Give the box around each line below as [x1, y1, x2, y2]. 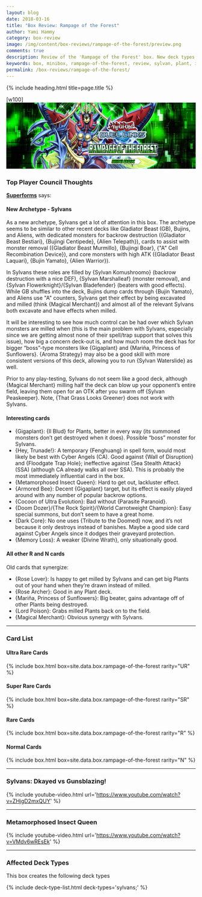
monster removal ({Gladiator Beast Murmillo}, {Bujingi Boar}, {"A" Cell [6, 244, 179, 252]
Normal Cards [6, 743, 42, 750]
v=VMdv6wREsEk [6, 837, 50, 845]
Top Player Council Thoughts [6, 178, 93, 186]
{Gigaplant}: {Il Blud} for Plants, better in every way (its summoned [14, 427, 180, 435]
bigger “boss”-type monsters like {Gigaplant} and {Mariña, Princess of [6, 344, 180, 352]
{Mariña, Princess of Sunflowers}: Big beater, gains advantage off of [14, 594, 185, 601]
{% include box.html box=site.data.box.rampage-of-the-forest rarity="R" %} [6, 729, 195, 736]
